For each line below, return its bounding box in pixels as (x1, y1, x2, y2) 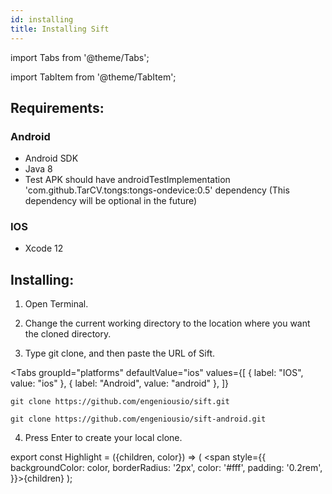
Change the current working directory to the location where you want (24, 317, 311, 330)
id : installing (10, 14, 74, 25)
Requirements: (10, 99, 105, 116)
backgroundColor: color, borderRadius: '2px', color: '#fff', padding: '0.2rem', (10, 462, 323, 474)
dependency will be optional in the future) (24, 195, 198, 207)
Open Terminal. (24, 298, 89, 310)
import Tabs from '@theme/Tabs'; (10, 51, 150, 63)
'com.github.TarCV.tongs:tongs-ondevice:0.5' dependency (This (24, 184, 290, 196)
